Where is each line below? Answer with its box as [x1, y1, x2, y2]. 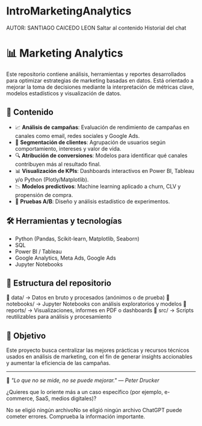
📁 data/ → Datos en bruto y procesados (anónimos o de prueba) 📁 [6, 294, 170, 301]
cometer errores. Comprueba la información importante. [6, 413, 145, 420]
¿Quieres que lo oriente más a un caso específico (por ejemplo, [6, 389, 164, 396]
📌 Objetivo [6, 330, 46, 341]
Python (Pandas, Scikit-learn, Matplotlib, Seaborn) [14, 235, 140, 242]
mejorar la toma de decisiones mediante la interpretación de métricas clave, [6, 83, 194, 90]
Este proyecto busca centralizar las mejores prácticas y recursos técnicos [6, 346, 189, 354]
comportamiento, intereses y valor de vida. [14, 145, 121, 152]
